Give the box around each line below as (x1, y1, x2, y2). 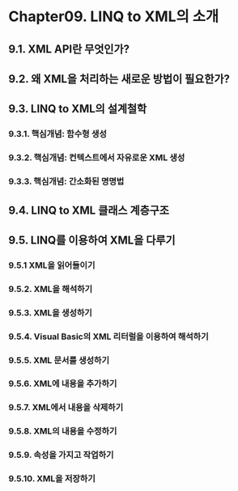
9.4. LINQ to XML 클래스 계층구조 (8, 203, 170, 217)
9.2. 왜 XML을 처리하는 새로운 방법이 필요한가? (8, 72, 231, 86)
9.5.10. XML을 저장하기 (8, 473, 96, 485)
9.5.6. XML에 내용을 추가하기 (8, 378, 117, 389)
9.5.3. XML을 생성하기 (8, 307, 93, 318)
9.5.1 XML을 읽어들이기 (8, 260, 96, 271)
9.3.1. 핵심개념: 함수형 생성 (8, 129, 107, 140)
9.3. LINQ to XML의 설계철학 (8, 102, 147, 116)
